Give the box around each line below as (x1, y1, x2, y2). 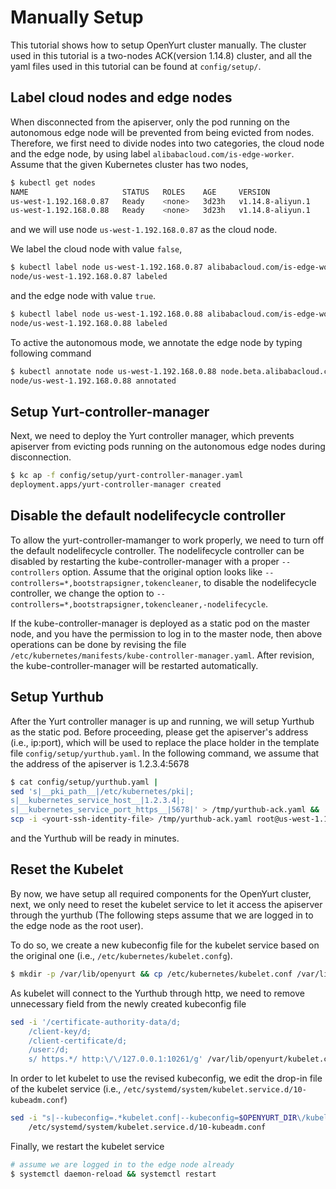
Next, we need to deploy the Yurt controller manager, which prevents (10, 430, 295, 442)
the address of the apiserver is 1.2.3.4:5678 (10, 757, 190, 770)
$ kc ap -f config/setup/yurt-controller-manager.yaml (10, 471, 244, 481)
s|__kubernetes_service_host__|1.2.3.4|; (10, 796, 186, 806)
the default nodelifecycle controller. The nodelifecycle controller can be (10, 544, 305, 556)
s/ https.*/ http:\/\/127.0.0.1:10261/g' (28, 1054, 203, 1065)
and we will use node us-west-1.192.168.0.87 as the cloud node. (10, 224, 278, 236)
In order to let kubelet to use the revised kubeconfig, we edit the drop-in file (10, 1072, 323, 1085)
